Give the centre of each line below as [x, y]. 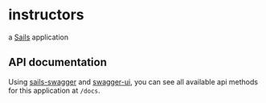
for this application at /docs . [54, 90]
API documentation [57, 62]
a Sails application [39, 37]
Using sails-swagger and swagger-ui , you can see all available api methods [133, 81]
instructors [46, 15]
